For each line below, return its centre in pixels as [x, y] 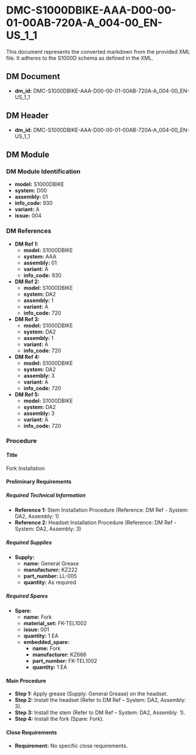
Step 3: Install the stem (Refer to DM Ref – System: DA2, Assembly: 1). [100, 712]
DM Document [33, 76]
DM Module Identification [43, 171]
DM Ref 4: [27, 357]
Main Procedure [26, 681]
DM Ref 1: [27, 244]
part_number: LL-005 [50, 576]
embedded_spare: [46, 642]
